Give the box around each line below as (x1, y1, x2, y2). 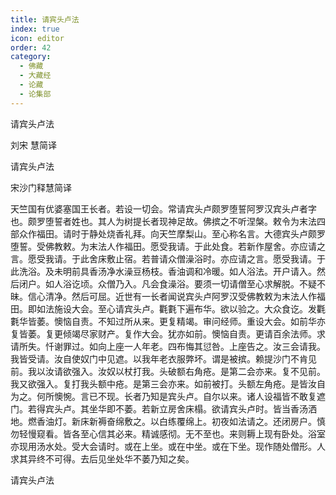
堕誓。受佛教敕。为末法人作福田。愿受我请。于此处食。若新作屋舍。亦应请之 (10, 240, 326, 252)
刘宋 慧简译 (10, 139, 57, 151)
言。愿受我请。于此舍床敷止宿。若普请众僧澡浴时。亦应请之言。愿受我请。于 (10, 252, 326, 265)
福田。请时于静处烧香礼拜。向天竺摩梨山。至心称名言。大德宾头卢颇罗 (36, 227, 326, 240)
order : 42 (10, 42, 52, 53)
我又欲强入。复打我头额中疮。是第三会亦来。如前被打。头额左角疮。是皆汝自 (10, 377, 326, 390)
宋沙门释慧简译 (10, 181, 72, 193)
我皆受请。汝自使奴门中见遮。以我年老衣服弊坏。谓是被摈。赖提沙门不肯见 (10, 352, 317, 365)
